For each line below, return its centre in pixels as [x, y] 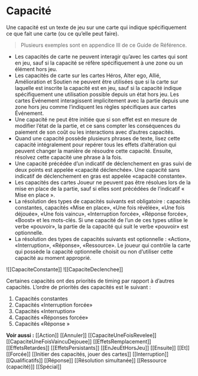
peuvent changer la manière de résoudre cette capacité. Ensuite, [93, 151]
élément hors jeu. [36, 69]
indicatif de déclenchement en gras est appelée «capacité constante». [100, 176]
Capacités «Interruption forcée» [53, 305]
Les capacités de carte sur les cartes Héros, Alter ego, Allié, [88, 75]
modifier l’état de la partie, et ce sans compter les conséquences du [98, 126]
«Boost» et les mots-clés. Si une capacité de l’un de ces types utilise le [101, 220]
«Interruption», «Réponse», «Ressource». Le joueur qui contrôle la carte [103, 245]
